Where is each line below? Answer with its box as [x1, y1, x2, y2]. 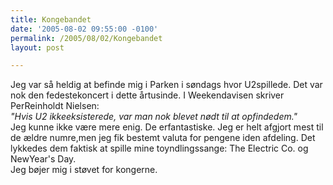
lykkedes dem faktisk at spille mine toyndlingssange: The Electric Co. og [10, 142, 309, 155]
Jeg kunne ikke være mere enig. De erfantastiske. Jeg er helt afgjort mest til [10, 121, 324, 133]
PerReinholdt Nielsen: [10, 100, 100, 112]
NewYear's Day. [10, 153, 77, 165]
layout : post [10, 42, 65, 53]
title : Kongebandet [10, 14, 92, 25]
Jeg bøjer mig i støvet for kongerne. [10, 164, 158, 176]
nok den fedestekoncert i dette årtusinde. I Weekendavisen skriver [10, 89, 285, 101]
